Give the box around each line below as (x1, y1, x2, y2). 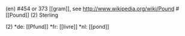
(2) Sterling (30, 11, 59, 19)
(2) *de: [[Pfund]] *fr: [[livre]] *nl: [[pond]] (5, 23, 110, 30)
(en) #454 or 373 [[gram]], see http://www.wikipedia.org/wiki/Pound (5, 5, 175, 12)
